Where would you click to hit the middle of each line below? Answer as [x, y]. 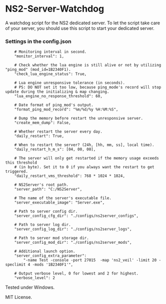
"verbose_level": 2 [35, 278]
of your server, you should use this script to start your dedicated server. [80, 28]
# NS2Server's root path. [42, 185]
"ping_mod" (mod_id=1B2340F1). [38, 70]
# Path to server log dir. [43, 225]
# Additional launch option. [45, 251]
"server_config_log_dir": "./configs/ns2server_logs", [73, 229]
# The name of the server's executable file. [63, 198]
